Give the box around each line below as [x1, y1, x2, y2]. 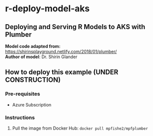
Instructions [5, 114, 35, 121]
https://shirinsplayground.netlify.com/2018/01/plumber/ [5, 49, 117, 54]
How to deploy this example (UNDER [5, 68, 119, 76]
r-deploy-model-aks [5, 3, 90, 14]
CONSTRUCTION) [5, 76, 61, 84]
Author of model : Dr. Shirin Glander [5, 54, 78, 60]
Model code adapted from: [5, 43, 61, 49]
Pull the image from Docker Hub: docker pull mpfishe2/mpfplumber [12, 125, 149, 131]
